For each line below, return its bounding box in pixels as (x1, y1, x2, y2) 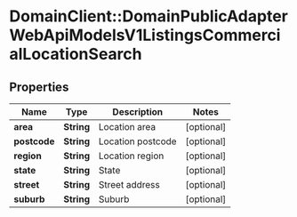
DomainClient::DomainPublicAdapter (9, 6, 289, 27)
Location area (98, 121, 157, 133)
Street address (98, 179, 160, 190)
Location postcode (98, 135, 177, 148)
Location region (98, 149, 165, 162)
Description (112, 106, 164, 117)
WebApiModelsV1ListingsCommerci (9, 25, 281, 45)
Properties (9, 79, 69, 94)
